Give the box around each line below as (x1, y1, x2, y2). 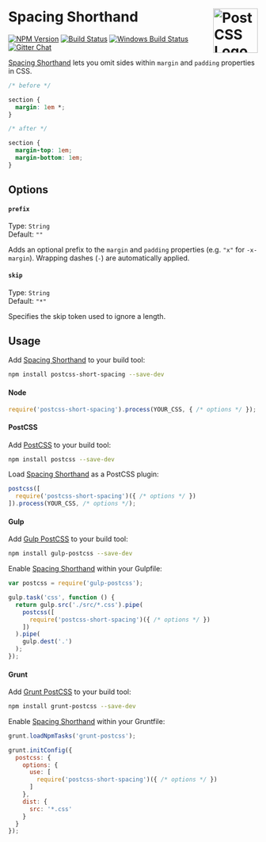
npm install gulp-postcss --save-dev (8, 550, 133, 558)
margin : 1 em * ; (15, 103, 66, 111)
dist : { (22, 798, 47, 806)
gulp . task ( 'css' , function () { (8, 594, 115, 601)
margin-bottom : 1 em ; (15, 154, 83, 162)
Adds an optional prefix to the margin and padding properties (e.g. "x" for (8, 245, 245, 255)
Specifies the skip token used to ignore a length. (8, 311, 166, 320)
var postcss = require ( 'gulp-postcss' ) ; (8, 579, 144, 587)
